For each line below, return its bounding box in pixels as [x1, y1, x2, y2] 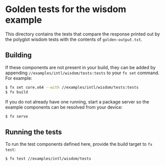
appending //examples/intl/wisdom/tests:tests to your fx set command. [5, 70, 160, 76]
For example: [5, 75, 33, 81]
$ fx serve [5, 114, 28, 119]
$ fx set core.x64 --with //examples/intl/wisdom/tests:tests [5, 85, 139, 90]
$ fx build [5, 89, 28, 94]
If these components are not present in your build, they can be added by [5, 64, 156, 70]
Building [5, 51, 32, 60]
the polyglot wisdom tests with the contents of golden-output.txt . [5, 36, 143, 42]
